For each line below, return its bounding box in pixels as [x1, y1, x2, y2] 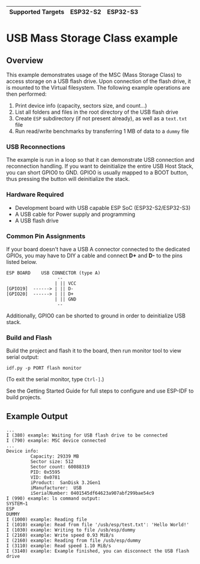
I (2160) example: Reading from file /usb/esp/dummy [6, 538, 141, 544]
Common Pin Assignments [6, 231, 86, 240]
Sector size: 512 [30, 459, 74, 465]
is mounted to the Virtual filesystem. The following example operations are [6, 84, 190, 91]
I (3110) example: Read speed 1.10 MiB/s [6, 543, 112, 549]
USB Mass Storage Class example [6, 31, 178, 45]
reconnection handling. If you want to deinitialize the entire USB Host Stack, [6, 162, 194, 170]
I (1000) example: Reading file [6, 516, 87, 523]
